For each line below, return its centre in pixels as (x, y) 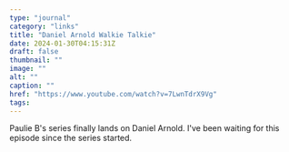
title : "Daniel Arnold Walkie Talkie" (83, 35)
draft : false (34, 52)
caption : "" (32, 86)
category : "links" (44, 26)
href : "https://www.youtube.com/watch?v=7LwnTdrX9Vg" (114, 94)
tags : (20, 102)
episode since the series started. (71, 138)
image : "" (28, 69)
